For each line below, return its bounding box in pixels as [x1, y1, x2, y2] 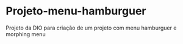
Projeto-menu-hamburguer [5, 4, 146, 18]
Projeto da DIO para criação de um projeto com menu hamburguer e [5, 24, 177, 31]
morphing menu [5, 30, 46, 37]
